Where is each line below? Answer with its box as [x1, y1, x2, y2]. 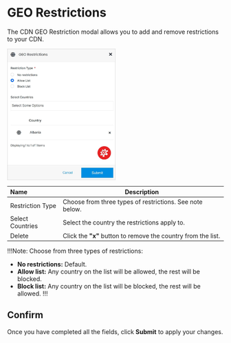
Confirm [7, 309, 43, 321]
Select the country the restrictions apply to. [63, 218, 186, 227]
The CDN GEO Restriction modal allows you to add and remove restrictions [7, 28, 219, 36]
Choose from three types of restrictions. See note [63, 198, 203, 206]
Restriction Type [10, 201, 56, 209]
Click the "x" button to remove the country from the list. [63, 231, 221, 240]
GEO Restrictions [7, 5, 107, 21]
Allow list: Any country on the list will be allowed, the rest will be [16, 267, 201, 276]
